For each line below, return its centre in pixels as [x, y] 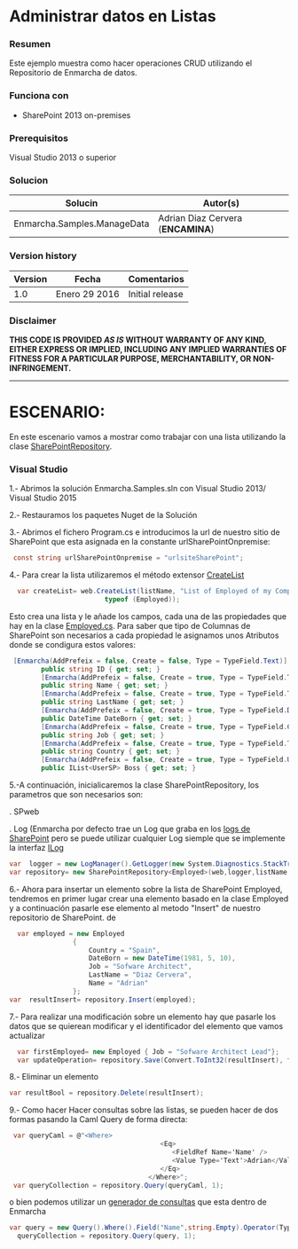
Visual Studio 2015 [43, 498]
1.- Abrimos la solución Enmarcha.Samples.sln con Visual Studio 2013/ [137, 489]
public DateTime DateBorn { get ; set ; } [117, 719]
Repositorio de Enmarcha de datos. [73, 73]
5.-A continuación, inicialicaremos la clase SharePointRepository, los [134, 785]
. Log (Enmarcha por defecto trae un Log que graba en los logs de [130, 829]
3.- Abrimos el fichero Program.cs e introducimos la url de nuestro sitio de [145, 532]
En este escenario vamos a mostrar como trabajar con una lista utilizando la [148, 436]
